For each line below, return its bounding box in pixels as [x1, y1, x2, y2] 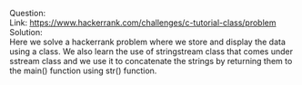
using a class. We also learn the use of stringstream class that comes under [9, 46, 294, 57]
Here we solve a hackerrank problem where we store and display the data [9, 36, 287, 47]
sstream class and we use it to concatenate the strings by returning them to [9, 56, 293, 66]
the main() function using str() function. [9, 65, 157, 76]
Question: [9, 8, 46, 18]
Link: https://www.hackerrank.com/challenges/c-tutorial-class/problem [9, 17, 277, 28]
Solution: [9, 27, 43, 37]
